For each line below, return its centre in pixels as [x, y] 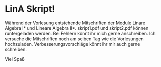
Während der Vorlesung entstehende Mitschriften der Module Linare [75, 23]
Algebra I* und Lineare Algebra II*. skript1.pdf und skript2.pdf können [77, 28]
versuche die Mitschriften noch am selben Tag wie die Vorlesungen [74, 39]
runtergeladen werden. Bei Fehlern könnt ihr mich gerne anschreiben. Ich [80, 33]
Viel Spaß [15, 59]
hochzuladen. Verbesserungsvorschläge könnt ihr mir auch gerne [73, 44]
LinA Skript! [30, 9]
